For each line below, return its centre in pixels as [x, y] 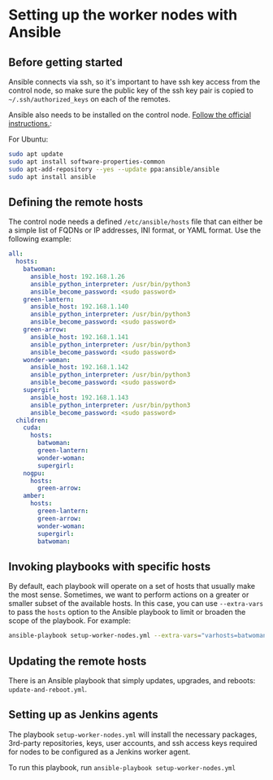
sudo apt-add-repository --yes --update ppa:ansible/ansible [114, 169]
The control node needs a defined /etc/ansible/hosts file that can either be [136, 222]
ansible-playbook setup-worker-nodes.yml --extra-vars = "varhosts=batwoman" [139, 636]
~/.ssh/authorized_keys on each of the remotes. [89, 99]
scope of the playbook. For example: [70, 621]
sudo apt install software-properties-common [87, 161]
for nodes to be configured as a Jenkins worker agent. [100, 752]
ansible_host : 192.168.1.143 [79, 397]
